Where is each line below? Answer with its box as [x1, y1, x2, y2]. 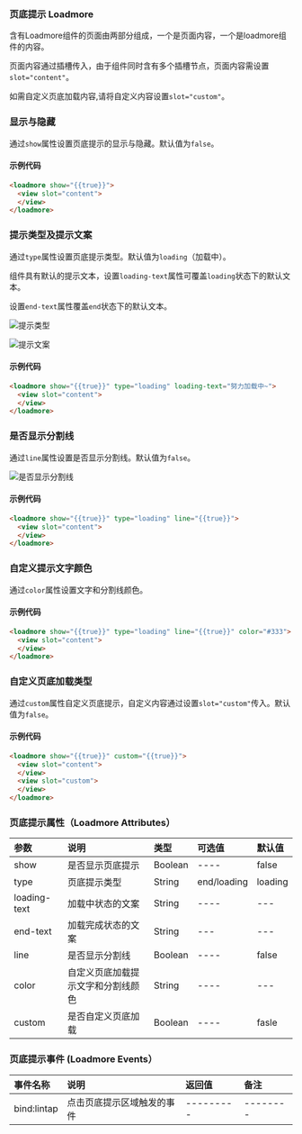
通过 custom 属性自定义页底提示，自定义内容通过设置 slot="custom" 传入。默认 [9, 697, 291, 708]
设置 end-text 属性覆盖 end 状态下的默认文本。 [9, 300, 173, 312]
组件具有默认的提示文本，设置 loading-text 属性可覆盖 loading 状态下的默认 [9, 270, 283, 281]
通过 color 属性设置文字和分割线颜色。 [9, 584, 148, 595]
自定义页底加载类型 [9, 676, 93, 688]
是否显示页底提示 [67, 859, 140, 872]
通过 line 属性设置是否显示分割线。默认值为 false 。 [9, 452, 196, 463]
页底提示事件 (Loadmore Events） [9, 1053, 158, 1066]
